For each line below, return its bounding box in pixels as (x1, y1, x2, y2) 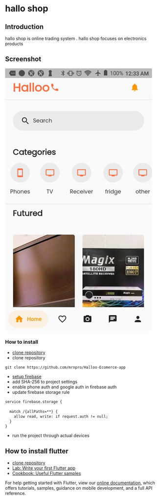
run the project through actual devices (12, 433, 90, 439)
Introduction (5, 23, 44, 31)
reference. (5, 490, 26, 496)
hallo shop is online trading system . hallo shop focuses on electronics (5, 35, 147, 41)
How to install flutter (5, 447, 69, 455)
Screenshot (5, 55, 42, 63)
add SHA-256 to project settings (12, 379, 77, 385)
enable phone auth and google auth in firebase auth (12, 384, 117, 390)
